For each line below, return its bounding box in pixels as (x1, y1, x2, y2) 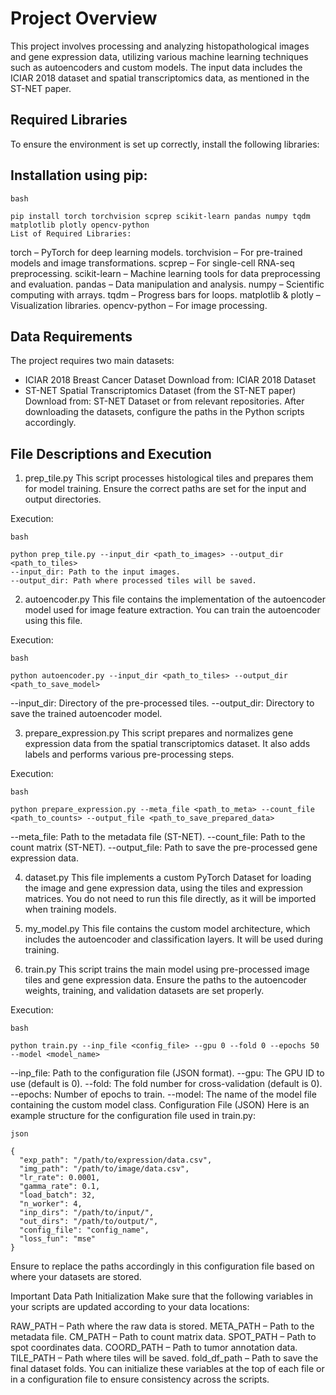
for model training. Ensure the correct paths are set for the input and (24, 483, 307, 495)
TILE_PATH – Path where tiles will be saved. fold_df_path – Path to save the (10, 1352, 319, 1364)
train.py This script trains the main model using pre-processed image (24, 963, 310, 976)
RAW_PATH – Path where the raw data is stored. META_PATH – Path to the (10, 1320, 315, 1332)
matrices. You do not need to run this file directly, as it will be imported (24, 893, 317, 905)
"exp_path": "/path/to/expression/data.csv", (19, 1155, 213, 1166)
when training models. (24, 903, 117, 916)
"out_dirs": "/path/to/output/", (19, 1217, 159, 1227)
